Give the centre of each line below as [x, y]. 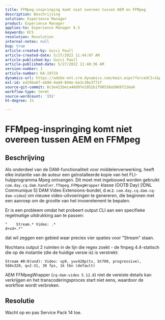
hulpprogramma [21, 180]
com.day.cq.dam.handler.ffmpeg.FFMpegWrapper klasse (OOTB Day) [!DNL [79, 185]
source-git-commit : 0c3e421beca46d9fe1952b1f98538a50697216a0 [70, 87]
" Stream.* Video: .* [30, 224]
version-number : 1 [24, 69]
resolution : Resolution [29, 37]
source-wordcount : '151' [30, 96]
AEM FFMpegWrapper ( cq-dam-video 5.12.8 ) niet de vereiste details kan [78, 275]
